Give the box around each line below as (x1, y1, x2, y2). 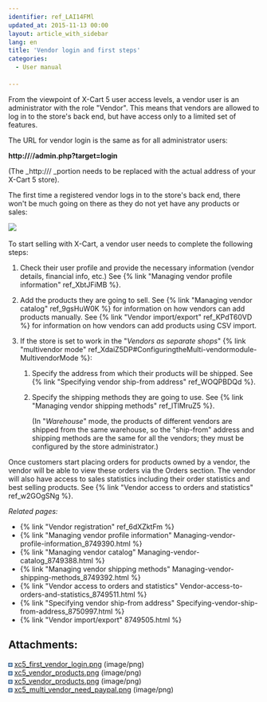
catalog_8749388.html (19, 555, 94, 565)
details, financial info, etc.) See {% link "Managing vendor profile (19, 271, 233, 280)
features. (8, 120, 38, 129)
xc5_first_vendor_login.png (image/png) (14, 659, 145, 669)
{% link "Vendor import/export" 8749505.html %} (19, 614, 182, 625)
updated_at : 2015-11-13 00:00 (8, 21, 109, 29)
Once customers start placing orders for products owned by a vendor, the (8, 457, 251, 466)
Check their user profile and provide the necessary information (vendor (19, 263, 254, 273)
